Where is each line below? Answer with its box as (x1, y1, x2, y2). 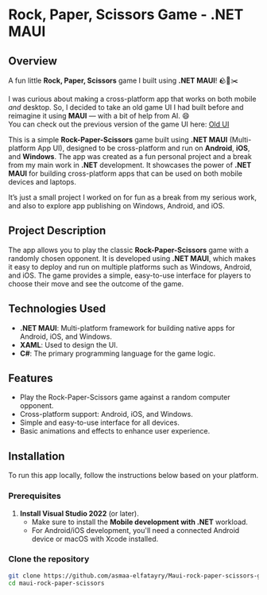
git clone (8, 571, 41, 580)
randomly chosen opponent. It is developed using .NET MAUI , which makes (8, 253, 257, 263)
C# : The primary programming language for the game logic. (19, 348, 216, 358)
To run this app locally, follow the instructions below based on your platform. (8, 471, 259, 480)
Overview (8, 54, 58, 68)
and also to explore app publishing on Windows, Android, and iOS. (8, 201, 225, 210)
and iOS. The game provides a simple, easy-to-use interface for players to (8, 270, 252, 280)
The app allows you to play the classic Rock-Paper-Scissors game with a (8, 245, 249, 255)
